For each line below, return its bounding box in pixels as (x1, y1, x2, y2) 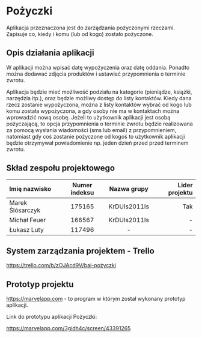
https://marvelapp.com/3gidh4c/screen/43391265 (6, 325, 131, 332)
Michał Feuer (9, 216, 46, 224)
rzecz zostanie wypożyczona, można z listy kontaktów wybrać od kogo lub (6, 101, 192, 108)
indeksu (70, 188, 94, 196)
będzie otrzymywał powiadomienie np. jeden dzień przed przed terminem (6, 139, 189, 146)
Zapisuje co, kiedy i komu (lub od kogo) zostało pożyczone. (6, 30, 154, 37)
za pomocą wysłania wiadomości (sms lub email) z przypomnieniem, (6, 126, 177, 133)
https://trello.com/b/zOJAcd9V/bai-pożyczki (6, 262, 116, 269)
